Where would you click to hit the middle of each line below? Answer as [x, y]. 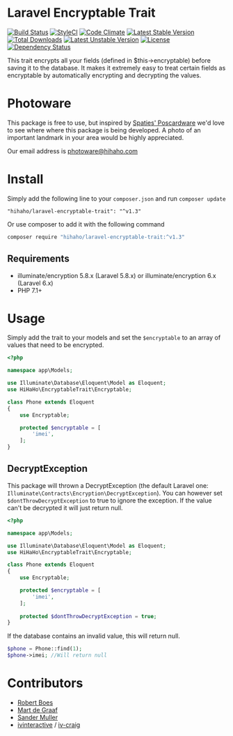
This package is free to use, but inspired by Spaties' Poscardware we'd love [116, 123]
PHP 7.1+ [30, 290]
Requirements [38, 259]
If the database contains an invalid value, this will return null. [94, 636]
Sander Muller [37, 717]
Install [25, 179]
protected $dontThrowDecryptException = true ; [88, 616]
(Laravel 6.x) [35, 283]
